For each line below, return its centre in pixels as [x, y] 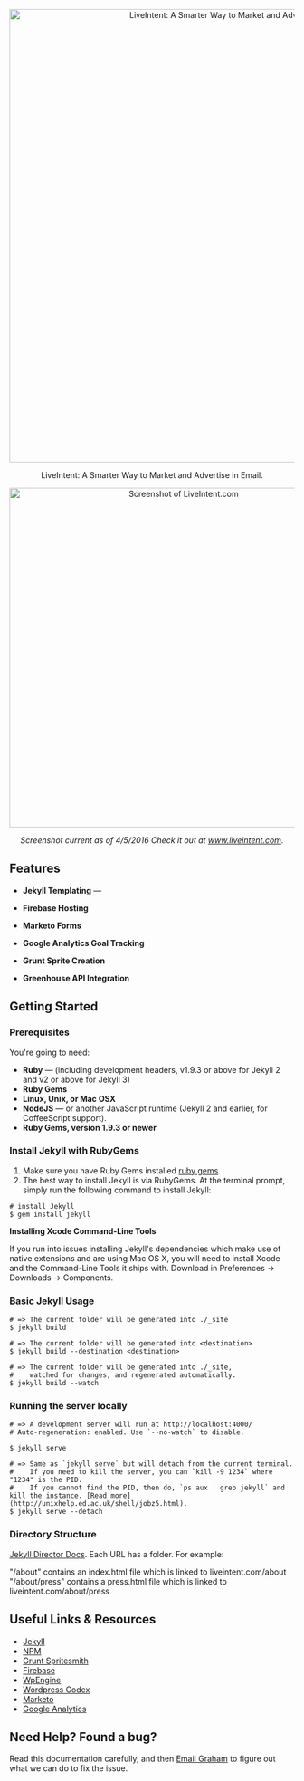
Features [35, 869]
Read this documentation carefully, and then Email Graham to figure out [142, 1759]
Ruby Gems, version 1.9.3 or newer [89, 1127]
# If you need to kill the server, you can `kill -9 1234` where [141, 1472]
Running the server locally [69, 1406]
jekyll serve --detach [60, 1512]
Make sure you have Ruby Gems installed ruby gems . [122, 1170]
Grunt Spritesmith [55, 1661]
